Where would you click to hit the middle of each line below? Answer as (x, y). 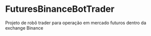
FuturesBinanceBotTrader (60, 9)
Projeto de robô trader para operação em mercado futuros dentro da (76, 23)
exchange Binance (24, 28)
